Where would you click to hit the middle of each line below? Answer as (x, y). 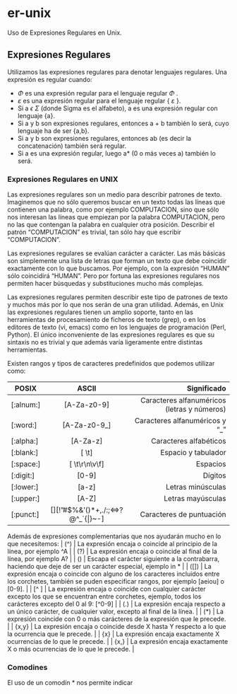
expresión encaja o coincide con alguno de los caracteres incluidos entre (114, 574)
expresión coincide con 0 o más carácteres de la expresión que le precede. (117, 619)
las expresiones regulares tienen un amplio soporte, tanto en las (101, 312)
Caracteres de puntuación (183, 514)
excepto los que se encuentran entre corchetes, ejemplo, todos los (104, 596)
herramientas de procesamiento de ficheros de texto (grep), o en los (107, 320)
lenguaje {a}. (36, 115)
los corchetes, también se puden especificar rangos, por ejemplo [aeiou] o (116, 582)
